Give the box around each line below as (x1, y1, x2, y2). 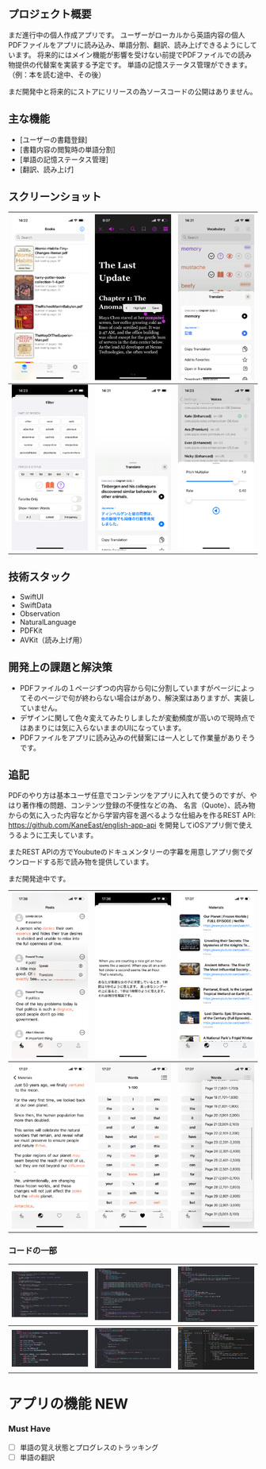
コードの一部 (8, 1245, 58, 1256)
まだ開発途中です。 (8, 874, 70, 884)
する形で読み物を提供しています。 (42, 857, 154, 867)
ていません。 (19, 703, 62, 712)
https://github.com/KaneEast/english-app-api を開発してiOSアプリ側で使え (8, 820, 253, 830)
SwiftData (19, 600, 52, 610)
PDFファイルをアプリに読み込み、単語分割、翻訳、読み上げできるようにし (8, 40, 251, 49)
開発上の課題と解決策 (8, 661, 112, 674)
